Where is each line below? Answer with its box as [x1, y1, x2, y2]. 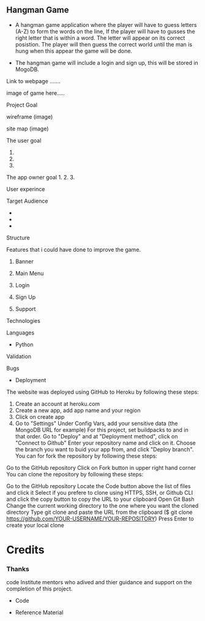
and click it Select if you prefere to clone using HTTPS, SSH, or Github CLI [6, 489, 193, 496]
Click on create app [15, 413, 65, 420]
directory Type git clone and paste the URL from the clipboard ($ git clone [6, 508, 193, 516]
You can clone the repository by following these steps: [6, 470, 144, 478]
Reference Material [15, 609, 64, 616]
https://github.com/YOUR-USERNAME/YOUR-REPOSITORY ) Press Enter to [6, 514, 194, 522]
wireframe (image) [6, 113, 53, 120]
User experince [6, 185, 45, 192]
